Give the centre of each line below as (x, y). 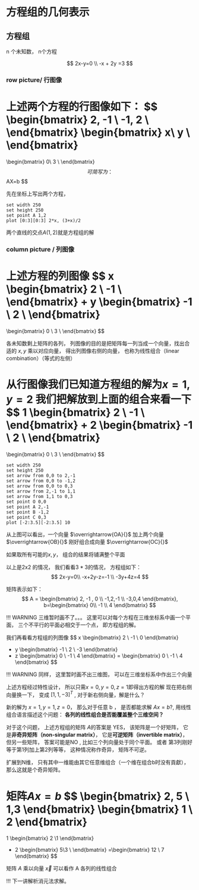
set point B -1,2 (28, 512)
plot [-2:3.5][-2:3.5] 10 (38, 522)
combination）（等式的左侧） (41, 358)
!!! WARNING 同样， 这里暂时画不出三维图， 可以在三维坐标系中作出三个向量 (99, 674)
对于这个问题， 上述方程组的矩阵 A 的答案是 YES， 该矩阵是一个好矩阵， (94, 727)
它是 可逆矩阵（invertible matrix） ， (145, 735)
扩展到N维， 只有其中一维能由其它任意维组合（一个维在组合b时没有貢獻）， (98, 763)
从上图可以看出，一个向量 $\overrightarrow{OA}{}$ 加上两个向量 (85, 534)
